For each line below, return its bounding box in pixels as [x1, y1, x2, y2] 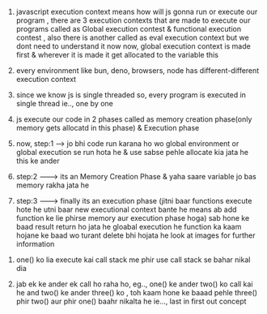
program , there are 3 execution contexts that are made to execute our [15, 15, 251, 25]
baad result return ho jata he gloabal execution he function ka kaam [15, 222, 242, 231]
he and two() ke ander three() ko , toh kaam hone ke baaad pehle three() [15, 288, 257, 297]
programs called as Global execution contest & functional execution [15, 24, 242, 33]
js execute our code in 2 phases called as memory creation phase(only [15, 114, 252, 124]
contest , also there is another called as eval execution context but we [15, 32, 249, 42]
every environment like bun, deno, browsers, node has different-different [15, 66, 260, 75]
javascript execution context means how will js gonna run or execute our [15, 7, 258, 16]
